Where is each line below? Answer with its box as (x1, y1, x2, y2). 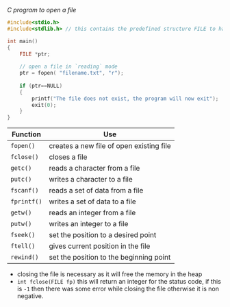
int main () (7, 38, 38, 45)
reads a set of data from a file (49, 186, 144, 195)
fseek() (10, 231, 36, 239)
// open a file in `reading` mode (19, 63, 118, 71)
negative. (16, 292, 44, 300)
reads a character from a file (49, 164, 140, 173)
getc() (10, 164, 32, 172)
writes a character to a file (49, 175, 133, 184)
